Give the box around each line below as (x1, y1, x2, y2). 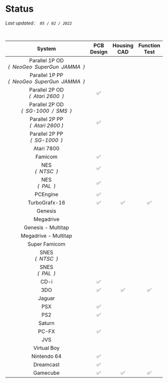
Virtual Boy (33, 344, 60, 351)
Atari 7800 (33, 145, 60, 152)
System (37, 45, 56, 52)
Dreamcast (33, 361, 60, 368)
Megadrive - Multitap (20, 232, 73, 239)
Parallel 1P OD (29, 57, 64, 64)
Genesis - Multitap (23, 224, 69, 231)
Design (90, 48, 108, 55)
